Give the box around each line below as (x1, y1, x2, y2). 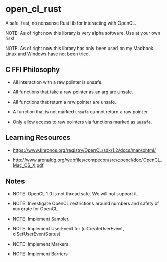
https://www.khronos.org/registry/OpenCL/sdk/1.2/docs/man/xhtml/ (12, 147, 156, 153)
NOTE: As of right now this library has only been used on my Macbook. (5, 45, 155, 51)
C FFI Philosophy (5, 65, 60, 74)
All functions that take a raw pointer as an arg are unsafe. (12, 89, 134, 95)
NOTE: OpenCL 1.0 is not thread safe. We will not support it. (12, 190, 138, 197)
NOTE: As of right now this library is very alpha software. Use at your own (5, 30, 161, 36)
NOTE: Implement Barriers (12, 251, 68, 257)
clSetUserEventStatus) (12, 231, 61, 237)
